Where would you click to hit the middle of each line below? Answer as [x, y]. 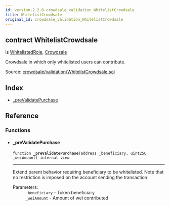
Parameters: [25, 187]
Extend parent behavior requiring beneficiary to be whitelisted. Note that [88, 172]
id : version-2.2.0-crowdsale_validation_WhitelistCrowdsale [70, 10]
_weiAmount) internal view [41, 158]
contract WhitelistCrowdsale [51, 40]
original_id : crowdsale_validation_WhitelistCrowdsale [64, 19]
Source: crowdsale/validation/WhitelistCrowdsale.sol [60, 72]
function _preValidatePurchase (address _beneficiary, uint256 [79, 153]
